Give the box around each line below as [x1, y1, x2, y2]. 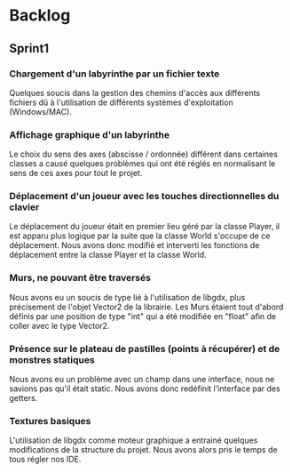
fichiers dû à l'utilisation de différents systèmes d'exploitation [9, 97, 233, 108]
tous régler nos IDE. [9, 454, 82, 465]
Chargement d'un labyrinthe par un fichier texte [9, 68, 220, 80]
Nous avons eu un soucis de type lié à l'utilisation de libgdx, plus [9, 292, 246, 302]
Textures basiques [9, 414, 91, 427]
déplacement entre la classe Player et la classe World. [9, 250, 207, 261]
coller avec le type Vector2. [9, 320, 110, 331]
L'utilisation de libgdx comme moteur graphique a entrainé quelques [9, 435, 258, 445]
